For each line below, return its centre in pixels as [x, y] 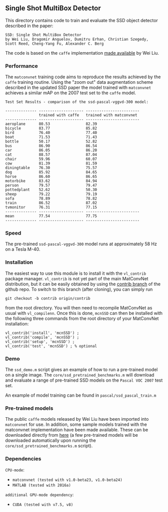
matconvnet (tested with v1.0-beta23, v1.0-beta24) [67, 480]
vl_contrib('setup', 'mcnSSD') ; [40, 342]
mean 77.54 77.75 [51, 216]
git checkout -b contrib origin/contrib [48, 298]
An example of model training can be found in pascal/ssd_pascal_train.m [81, 395]
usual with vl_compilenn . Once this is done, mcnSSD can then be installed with [84, 313]
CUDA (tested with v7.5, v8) [43, 504]
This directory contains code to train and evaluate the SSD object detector [82, 20]
